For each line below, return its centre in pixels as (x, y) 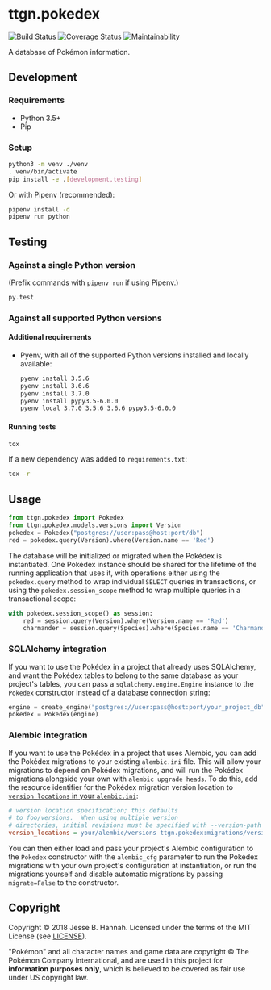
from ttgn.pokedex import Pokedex (67, 518)
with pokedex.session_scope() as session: (81, 613)
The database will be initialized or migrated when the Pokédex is (115, 556)
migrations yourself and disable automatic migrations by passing (116, 874)
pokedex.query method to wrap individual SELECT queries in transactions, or (132, 581)
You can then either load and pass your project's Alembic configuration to (131, 849)
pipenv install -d (39, 209)
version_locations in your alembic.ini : (73, 796)
